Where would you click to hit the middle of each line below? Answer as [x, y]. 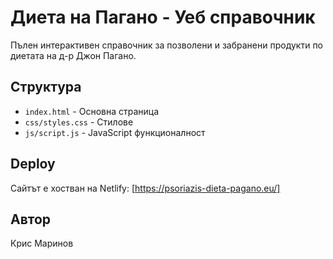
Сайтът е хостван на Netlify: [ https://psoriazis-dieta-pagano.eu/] [145, 188]
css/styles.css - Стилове [79, 122]
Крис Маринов [42, 243]
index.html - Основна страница [92, 111]
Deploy [33, 164]
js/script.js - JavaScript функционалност [115, 132]
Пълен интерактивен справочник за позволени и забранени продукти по [167, 45]
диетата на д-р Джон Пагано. [73, 55]
